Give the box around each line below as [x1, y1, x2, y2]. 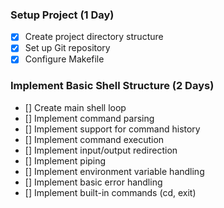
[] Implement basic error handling [24, 176, 163, 188]
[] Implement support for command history [24, 123, 201, 135]
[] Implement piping [24, 154, 107, 167]
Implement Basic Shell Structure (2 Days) [10, 79, 215, 93]
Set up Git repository [24, 42, 111, 54]
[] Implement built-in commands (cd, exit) [24, 186, 197, 198]
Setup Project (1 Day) [10, 8, 115, 22]
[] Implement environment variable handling [24, 165, 205, 177]
